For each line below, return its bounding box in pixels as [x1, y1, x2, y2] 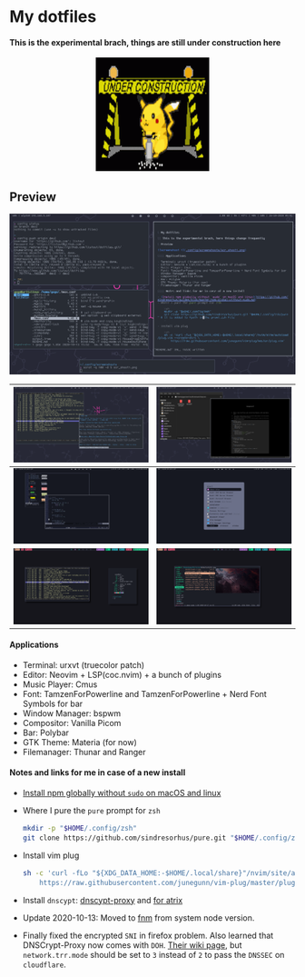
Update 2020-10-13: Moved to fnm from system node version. [22, 912, 255, 923]
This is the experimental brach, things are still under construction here [9, 36, 281, 47]
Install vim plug [22, 850, 80, 861]
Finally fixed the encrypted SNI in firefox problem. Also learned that [22, 930, 274, 941]
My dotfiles [9, 6, 97, 27]
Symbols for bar [22, 698, 84, 709]
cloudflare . [22, 959, 66, 970]
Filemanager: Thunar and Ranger [22, 746, 146, 757]
